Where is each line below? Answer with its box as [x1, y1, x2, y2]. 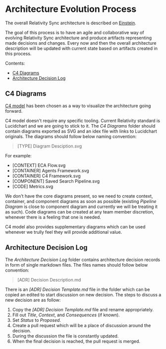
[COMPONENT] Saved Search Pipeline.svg [12, 178, 100, 184]
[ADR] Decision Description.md [17, 277, 81, 282]
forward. [5, 108, 23, 114]
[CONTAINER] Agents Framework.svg [12, 167, 89, 173]
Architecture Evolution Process [5, 3, 137, 15]
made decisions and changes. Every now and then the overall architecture [5, 40, 157, 46]
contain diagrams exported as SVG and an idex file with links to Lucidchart [5, 128, 157, 134]
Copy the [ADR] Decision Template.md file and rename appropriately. [12, 306, 154, 312]
